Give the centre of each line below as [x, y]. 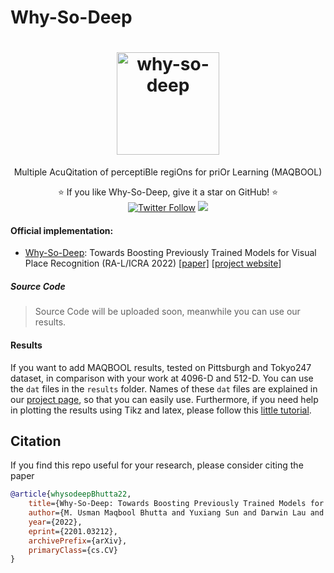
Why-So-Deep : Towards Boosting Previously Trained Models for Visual [170, 253]
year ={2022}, [55, 522]
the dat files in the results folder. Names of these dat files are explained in [164, 388]
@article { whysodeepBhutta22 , [71, 494]
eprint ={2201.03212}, [73, 531]
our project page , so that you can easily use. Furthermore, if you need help [164, 399]
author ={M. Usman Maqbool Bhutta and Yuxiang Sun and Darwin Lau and [176, 513]
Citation [36, 441]
